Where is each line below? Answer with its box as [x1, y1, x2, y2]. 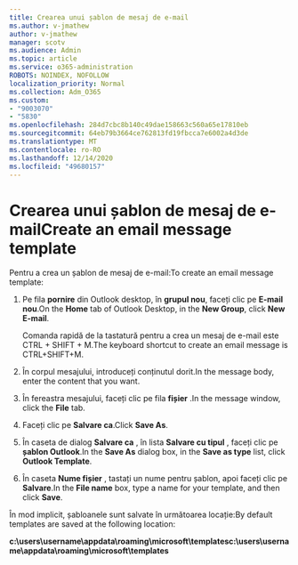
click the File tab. [21, 402, 86, 414]
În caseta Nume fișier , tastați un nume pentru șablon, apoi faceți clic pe [21, 473, 287, 484]
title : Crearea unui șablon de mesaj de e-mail [9, 12, 189, 22]
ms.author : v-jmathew [9, 21, 90, 30]
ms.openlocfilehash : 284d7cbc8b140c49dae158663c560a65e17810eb [9, 121, 249, 130]
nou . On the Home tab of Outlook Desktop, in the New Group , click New [21, 303, 286, 314]
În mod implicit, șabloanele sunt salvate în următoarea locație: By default [9, 509, 273, 521]
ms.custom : [9, 95, 50, 105]
